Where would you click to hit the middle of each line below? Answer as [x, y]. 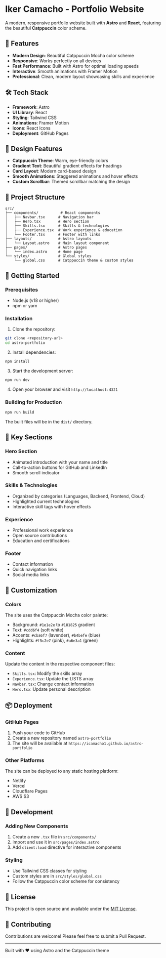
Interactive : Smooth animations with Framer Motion [65, 71]
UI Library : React [30, 112]
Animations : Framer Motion [41, 123]
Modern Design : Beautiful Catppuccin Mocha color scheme [73, 55]
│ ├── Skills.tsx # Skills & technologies [57, 226]
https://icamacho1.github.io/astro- [106, 744]
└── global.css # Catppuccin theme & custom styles [74, 260]
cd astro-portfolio [25, 343]
